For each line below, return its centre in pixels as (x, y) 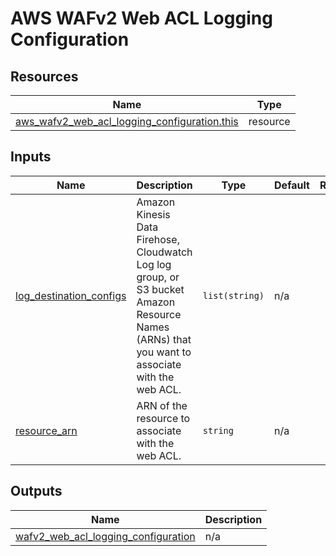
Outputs (36, 491)
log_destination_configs (71, 295)
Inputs (31, 157)
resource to (163, 418)
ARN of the (162, 405)
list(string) (233, 295)
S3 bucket (160, 289)
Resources (44, 76)
